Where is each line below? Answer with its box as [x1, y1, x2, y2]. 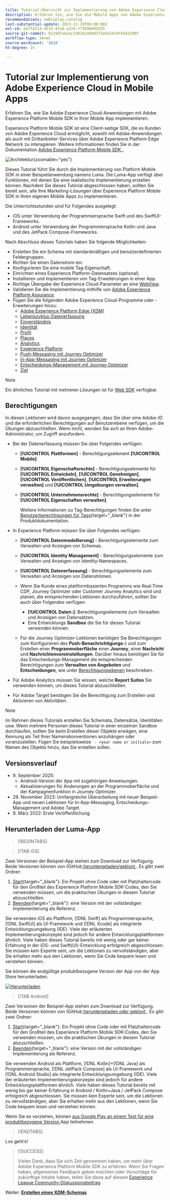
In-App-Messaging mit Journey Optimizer [20, 356, 107, 362]
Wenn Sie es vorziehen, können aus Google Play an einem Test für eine [5, 1113, 154, 1119]
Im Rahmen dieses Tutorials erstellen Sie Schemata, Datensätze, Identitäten [5, 717, 163, 723]
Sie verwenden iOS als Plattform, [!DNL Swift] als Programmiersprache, [5, 916, 154, 921]
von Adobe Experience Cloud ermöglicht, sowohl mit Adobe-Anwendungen [5, 130, 162, 136]
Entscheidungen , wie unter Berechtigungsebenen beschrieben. [20, 667, 154, 673]
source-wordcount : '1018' [5, 41, 60, 46]
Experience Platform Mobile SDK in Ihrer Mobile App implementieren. [5, 115, 149, 121]
